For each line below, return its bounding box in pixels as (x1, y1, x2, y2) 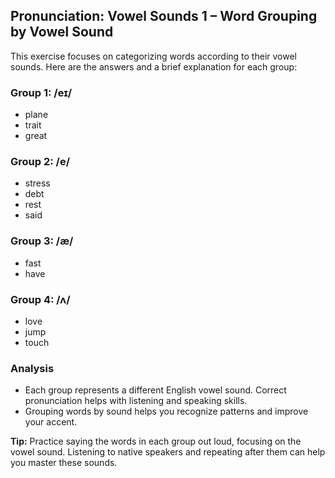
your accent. (24, 416, 78, 428)
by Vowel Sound (10, 24, 114, 41)
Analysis (10, 361, 55, 375)
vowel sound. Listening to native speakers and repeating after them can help (10, 446, 326, 458)
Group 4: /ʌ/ (10, 292, 71, 306)
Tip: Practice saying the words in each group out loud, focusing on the (10, 435, 302, 448)
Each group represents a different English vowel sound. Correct (24, 384, 287, 396)
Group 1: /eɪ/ (10, 85, 73, 99)
